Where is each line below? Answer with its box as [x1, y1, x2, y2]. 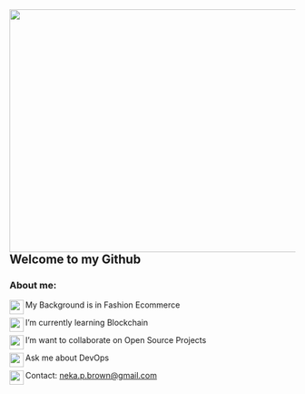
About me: [9, 278, 57, 291]
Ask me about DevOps [25, 352, 110, 363]
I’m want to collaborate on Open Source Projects [25, 335, 207, 346]
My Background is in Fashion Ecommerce [25, 299, 181, 310]
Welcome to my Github [9, 252, 142, 267]
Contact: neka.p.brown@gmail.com [25, 370, 157, 381]
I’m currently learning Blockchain [25, 318, 149, 328]
